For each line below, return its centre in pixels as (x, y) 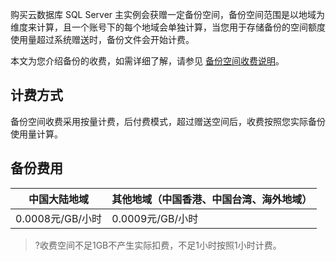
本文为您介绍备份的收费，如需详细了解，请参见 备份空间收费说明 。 (147, 61)
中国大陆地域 (59, 199)
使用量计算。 (36, 134)
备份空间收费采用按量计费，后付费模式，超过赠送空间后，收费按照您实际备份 (168, 121)
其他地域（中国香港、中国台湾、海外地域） (212, 199)
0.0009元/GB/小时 (155, 218)
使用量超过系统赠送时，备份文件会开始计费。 (102, 39)
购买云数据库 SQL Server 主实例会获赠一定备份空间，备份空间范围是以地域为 (168, 14)
